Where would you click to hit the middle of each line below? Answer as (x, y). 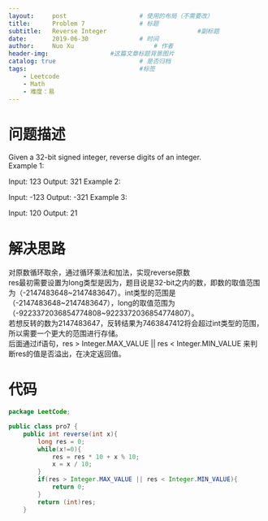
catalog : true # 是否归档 (90, 62)
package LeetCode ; (39, 412)
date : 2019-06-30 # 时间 (84, 39)
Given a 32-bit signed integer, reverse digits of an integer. (105, 157)
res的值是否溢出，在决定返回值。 (70, 354)
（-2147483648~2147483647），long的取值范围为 (92, 303)
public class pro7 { (43, 427)
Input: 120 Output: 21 (43, 213)
